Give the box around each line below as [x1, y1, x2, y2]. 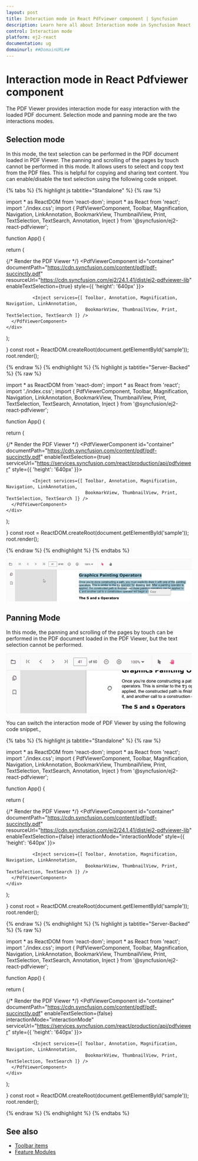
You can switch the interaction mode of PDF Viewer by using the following [6, 719, 186, 726]
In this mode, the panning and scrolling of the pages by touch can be [6, 629, 174, 636]
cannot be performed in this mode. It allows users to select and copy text [6, 163, 184, 170]
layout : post [6, 9, 38, 15]
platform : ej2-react [6, 34, 57, 41]
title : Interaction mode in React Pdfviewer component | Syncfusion [6, 15, 178, 22]
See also [6, 1127, 38, 1137]
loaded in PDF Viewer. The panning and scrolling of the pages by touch [6, 156, 179, 163]
